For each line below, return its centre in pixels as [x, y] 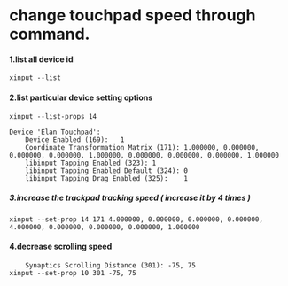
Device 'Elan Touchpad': [55, 132]
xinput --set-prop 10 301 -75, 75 [73, 273]
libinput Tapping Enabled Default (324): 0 [107, 170]
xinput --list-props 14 [53, 116]
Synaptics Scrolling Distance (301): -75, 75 [111, 265]
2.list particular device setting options [81, 97]
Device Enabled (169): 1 [75, 139]
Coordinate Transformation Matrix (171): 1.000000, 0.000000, [142, 147]
